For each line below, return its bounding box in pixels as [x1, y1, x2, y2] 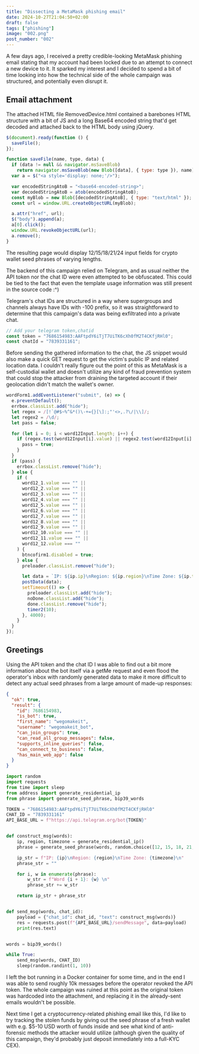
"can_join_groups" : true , [17, 730, 81, 736]
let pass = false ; [11, 420, 57, 426]
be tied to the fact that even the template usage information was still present [6, 279, 192, 286]
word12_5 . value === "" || [21, 502, 86, 508]
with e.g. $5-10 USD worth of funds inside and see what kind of [6, 1023, 162, 1030]
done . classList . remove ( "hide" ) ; [27, 601, 108, 607]
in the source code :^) [6, 286, 59, 293]
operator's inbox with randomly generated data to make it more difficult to [6, 673, 187, 681]
